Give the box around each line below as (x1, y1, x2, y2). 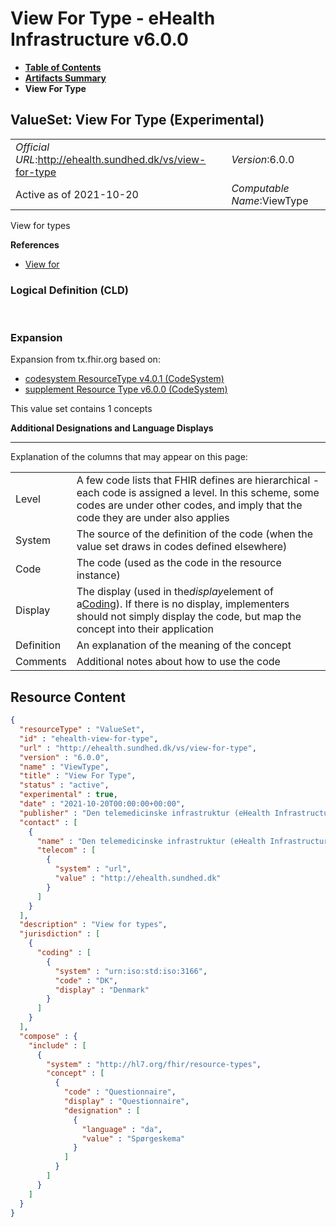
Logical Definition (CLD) (10, 283, 129, 297)
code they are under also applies (76, 511, 230, 525)
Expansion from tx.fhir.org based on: (10, 353, 161, 366)
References (10, 238, 60, 251)
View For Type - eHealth (10, 7, 216, 30)
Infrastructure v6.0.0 (10, 28, 189, 51)
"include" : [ (28, 1040, 87, 1051)
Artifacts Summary (24, 72, 107, 84)
